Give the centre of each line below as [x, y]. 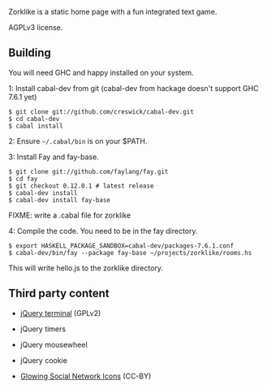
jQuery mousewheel [54, 344]
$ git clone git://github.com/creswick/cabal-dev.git [101, 112]
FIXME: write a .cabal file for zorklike [70, 215]
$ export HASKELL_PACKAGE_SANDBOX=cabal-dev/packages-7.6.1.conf [121, 246]
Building [30, 53]
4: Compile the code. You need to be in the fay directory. [103, 231]
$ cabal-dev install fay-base [60, 200]
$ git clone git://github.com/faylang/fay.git [88, 171]
